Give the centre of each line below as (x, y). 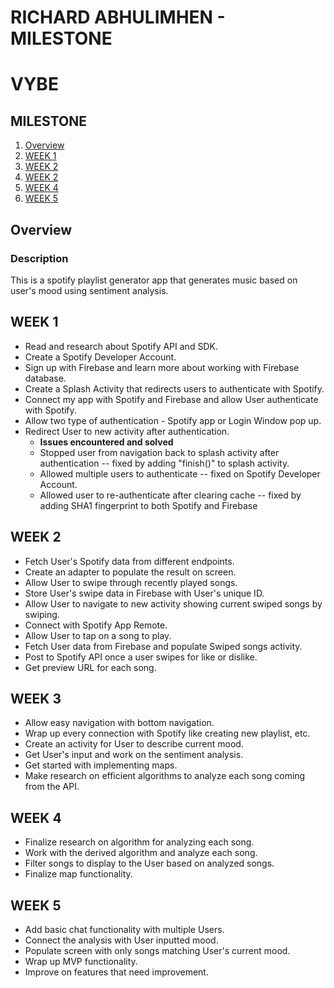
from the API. (52, 787)
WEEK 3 (36, 698)
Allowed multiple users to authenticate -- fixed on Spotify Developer (180, 473)
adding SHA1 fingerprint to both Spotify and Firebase (148, 505)
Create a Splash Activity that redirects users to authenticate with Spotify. (174, 388)
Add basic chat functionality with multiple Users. (124, 929)
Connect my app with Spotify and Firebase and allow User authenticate (171, 399)
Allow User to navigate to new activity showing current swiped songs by (173, 603)
